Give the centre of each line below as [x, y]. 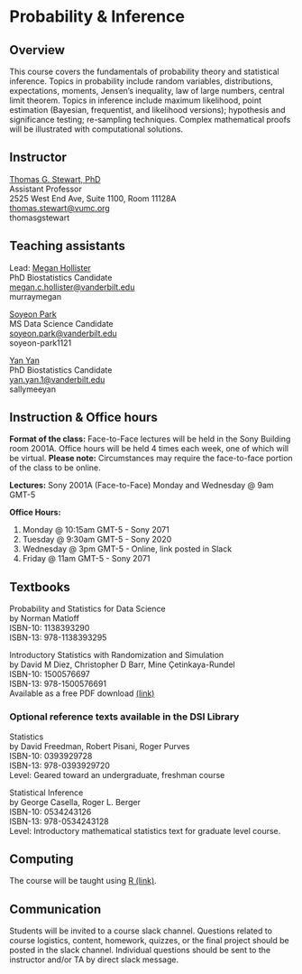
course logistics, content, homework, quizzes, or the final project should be [150, 941]
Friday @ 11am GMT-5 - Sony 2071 [86, 559]
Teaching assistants [68, 246]
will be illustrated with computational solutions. [96, 129]
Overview [37, 50]
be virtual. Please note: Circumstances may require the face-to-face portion [151, 459]
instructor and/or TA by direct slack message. [94, 960]
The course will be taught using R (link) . [83, 881]
